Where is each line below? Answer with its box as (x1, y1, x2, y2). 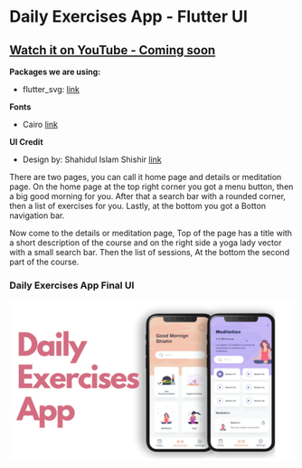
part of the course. (9, 256, 80, 267)
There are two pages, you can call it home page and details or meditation (9, 172, 282, 182)
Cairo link (22, 119, 59, 129)
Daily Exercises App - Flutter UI (9, 6, 249, 27)
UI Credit (9, 137, 43, 147)
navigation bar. (9, 210, 65, 221)
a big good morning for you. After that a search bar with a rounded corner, (9, 191, 287, 201)
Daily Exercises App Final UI (9, 279, 135, 291)
